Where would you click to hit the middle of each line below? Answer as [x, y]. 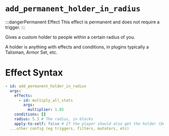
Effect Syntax [34, 73]
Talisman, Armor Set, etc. [31, 52]
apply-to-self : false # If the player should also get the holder [85, 124]
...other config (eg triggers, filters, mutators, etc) [69, 128]
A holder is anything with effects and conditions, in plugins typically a [77, 47]
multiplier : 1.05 [46, 110]
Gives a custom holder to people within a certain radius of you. [70, 37]
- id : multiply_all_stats [46, 100]
